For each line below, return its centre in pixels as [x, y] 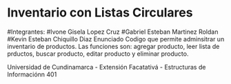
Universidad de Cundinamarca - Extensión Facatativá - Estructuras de [107, 67]
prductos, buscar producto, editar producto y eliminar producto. [98, 54]
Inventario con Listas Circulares [100, 13]
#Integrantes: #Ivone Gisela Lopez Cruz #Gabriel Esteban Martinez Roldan [113, 32]
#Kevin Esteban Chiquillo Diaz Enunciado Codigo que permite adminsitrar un [116, 39]
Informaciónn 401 [32, 74]
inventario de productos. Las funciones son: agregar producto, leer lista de [113, 46]
